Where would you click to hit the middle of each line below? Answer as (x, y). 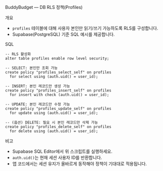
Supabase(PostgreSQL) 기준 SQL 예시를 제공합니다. (63, 34)
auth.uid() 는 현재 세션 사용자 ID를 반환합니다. (57, 157)
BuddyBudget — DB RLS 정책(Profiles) (44, 7)
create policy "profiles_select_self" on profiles (58, 72)
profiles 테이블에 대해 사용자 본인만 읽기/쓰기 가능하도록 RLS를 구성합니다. (85, 28)
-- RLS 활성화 (18, 54)
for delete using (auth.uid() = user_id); (54, 131)
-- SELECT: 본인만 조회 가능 (31, 68)
